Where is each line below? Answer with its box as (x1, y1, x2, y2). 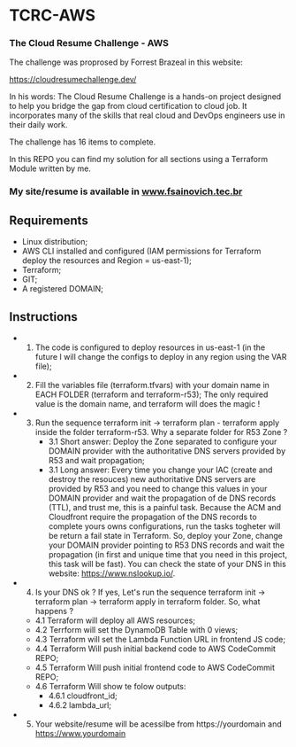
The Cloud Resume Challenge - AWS (9, 37, 170, 50)
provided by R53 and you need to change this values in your (48, 484, 268, 494)
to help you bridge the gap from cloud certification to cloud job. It (9, 101, 247, 112)
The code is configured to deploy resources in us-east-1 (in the (34, 342, 266, 353)
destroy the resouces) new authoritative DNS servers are (48, 474, 256, 485)
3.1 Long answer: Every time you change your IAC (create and (48, 464, 273, 475)
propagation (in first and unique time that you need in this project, (48, 549, 288, 560)
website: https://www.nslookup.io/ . (48, 568, 176, 579)
